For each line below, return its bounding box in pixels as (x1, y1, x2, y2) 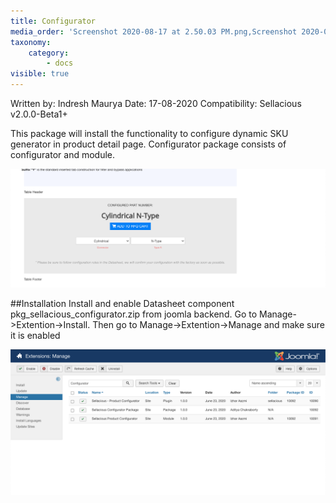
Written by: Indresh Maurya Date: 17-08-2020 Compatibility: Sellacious (10, 98, 302, 109)
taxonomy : (10, 37, 52, 47)
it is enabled (10, 330, 61, 342)
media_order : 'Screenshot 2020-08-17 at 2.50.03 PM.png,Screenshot (10, 26, 298, 37)
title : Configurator (10, 16, 97, 26)
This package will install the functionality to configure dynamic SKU (10, 128, 289, 139)
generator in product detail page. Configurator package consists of (10, 138, 287, 150)
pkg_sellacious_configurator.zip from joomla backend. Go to (10, 308, 258, 320)
